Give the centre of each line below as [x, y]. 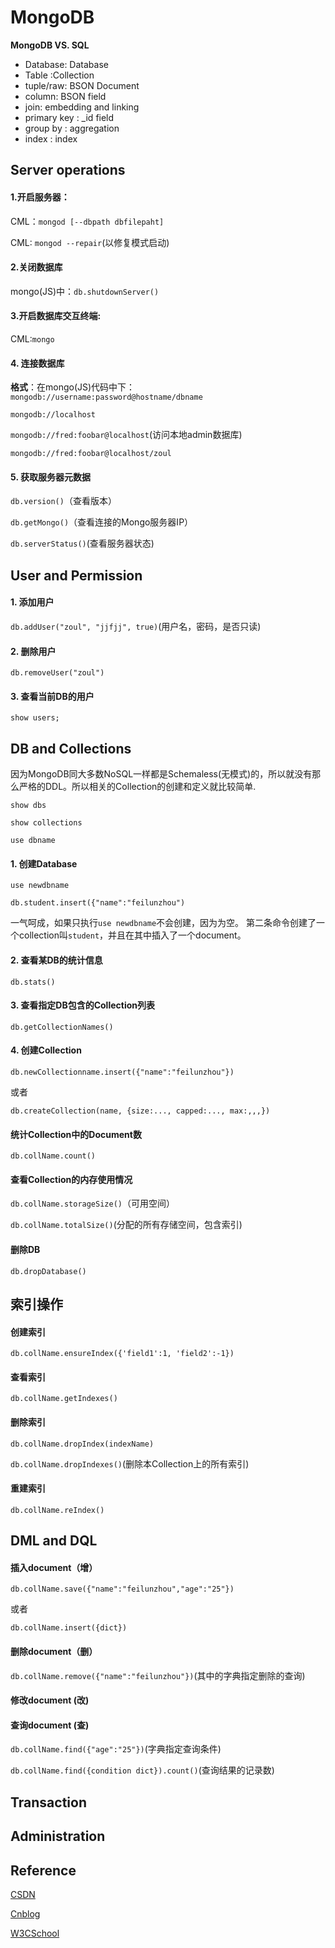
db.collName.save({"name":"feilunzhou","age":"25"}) [122, 1589]
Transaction [49, 1802]
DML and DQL [54, 1541]
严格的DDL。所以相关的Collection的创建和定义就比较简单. [137, 787]
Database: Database [66, 64]
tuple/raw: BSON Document [82, 85]
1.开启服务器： [40, 197]
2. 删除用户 [33, 651]
